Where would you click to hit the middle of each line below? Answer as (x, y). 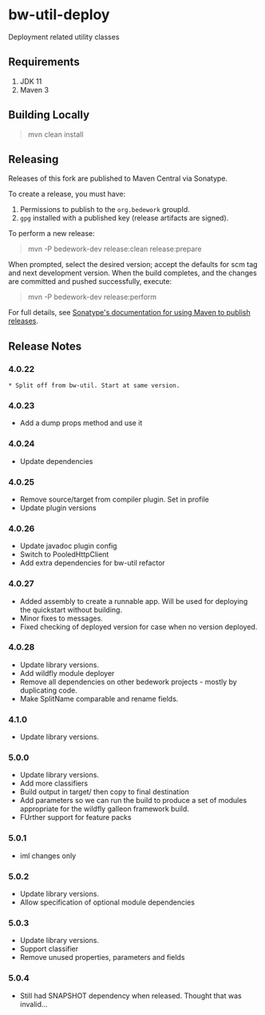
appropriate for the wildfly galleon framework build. (105, 809)
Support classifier (49, 949)
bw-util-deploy (59, 15)
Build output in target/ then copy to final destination (105, 792)
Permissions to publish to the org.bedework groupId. (105, 210)
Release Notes (45, 346)
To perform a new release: (52, 234)
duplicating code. (48, 690)
